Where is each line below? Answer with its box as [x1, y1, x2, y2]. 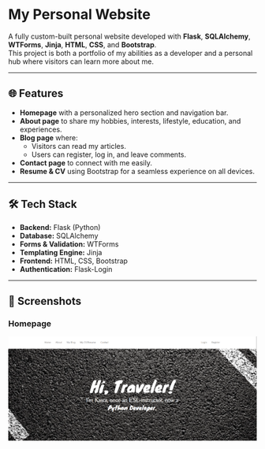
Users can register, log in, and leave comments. [31, 150, 187, 159]
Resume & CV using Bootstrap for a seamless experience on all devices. [19, 166, 255, 176]
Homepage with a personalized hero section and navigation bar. [19, 108, 229, 117]
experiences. [19, 124, 62, 134]
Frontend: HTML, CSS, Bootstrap [19, 256, 129, 265]
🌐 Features [8, 87, 64, 100]
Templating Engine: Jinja [19, 247, 103, 257]
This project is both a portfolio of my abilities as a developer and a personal [8, 48, 253, 58]
